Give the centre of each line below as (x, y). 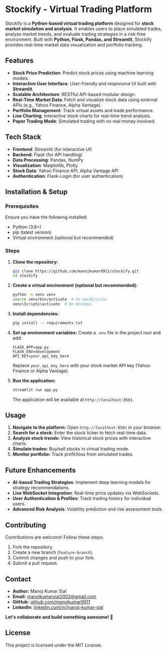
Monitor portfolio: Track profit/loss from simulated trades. (73, 454)
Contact (18, 579)
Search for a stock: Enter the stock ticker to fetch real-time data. (80, 433)
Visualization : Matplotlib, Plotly (45, 165)
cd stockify (25, 276)
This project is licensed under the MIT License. (54, 645)
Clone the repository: (35, 262)
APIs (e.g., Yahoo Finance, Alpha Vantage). (57, 105)
